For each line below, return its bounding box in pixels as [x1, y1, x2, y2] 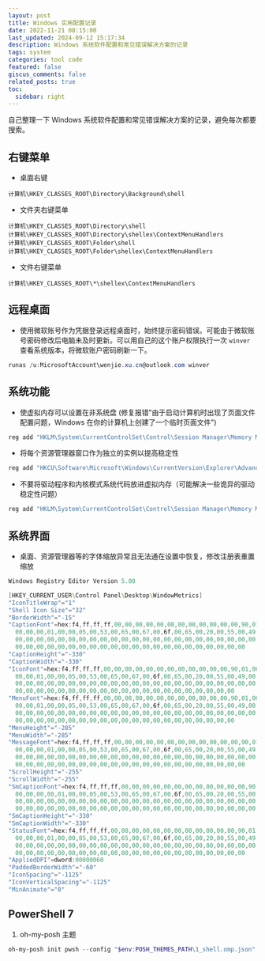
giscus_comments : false [8, 70, 87, 78]
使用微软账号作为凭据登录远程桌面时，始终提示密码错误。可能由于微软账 [19, 325, 255, 335]
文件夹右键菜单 [19, 205, 69, 214]
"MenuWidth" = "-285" [8, 731, 73, 740]
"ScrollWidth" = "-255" [8, 775, 80, 783]
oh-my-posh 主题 [19, 929, 77, 939]
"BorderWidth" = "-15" [8, 614, 77, 622]
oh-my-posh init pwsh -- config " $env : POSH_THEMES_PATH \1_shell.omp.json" [8, 945, 256, 953]
